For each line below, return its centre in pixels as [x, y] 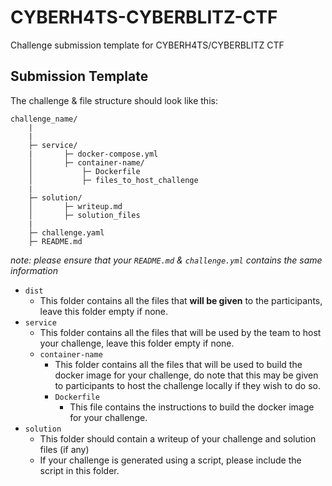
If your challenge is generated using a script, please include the [170, 460]
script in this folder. [79, 470]
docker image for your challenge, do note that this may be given [186, 375]
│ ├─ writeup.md [75, 206]
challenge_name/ [44, 119]
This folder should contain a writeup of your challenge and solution [178, 438]
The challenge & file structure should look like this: [114, 100]
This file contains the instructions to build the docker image [192, 407]
